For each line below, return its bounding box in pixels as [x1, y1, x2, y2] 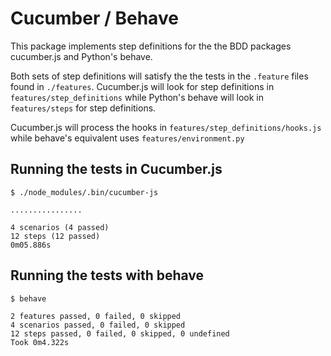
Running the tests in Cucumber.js [10, 161, 223, 178]
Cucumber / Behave [10, 7, 179, 30]
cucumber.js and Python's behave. [10, 50, 153, 62]
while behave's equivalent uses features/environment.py [10, 132, 245, 144]
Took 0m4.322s [10, 337, 70, 347]
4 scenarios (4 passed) [10, 222, 110, 232]
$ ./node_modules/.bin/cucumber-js [10, 187, 159, 197]
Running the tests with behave [10, 267, 205, 284]
